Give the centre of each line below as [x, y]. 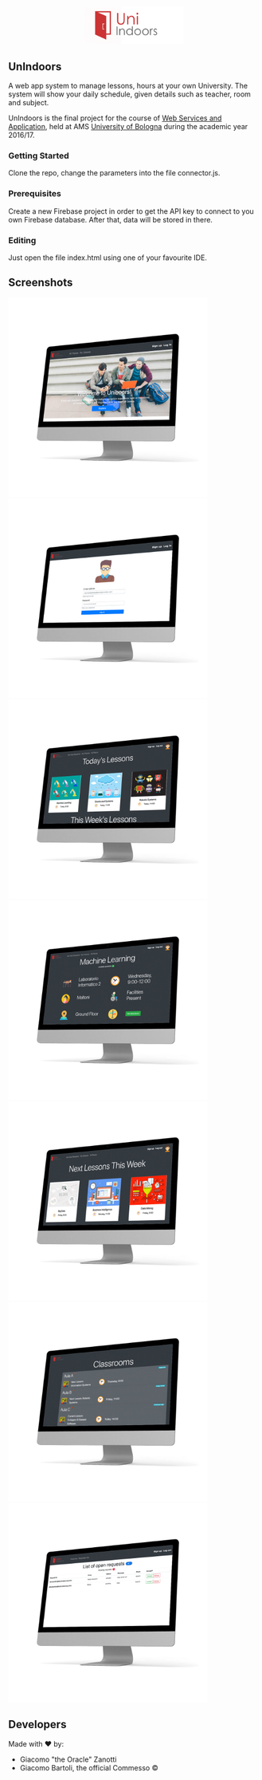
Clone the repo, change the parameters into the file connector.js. [114, 173]
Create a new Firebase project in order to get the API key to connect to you [131, 211]
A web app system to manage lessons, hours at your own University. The [128, 86]
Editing [22, 240]
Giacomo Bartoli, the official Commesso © [89, 1767]
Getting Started [39, 156]
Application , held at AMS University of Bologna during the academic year [128, 127]
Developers [37, 1725]
